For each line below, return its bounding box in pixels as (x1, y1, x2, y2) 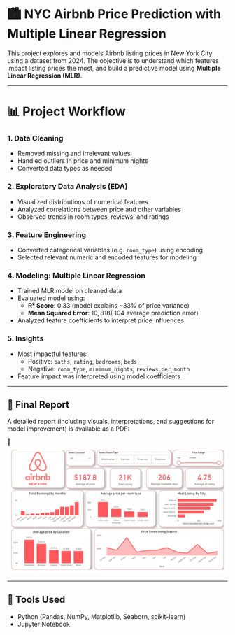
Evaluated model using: (17, 294, 85, 302)
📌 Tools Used (7, 594, 66, 606)
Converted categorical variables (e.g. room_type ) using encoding (17, 246, 204, 255)
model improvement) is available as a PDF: (7, 424, 130, 433)
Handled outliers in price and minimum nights (17, 157, 148, 165)
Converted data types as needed (17, 164, 113, 173)
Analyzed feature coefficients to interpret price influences (17, 316, 185, 324)
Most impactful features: (17, 350, 89, 358)
